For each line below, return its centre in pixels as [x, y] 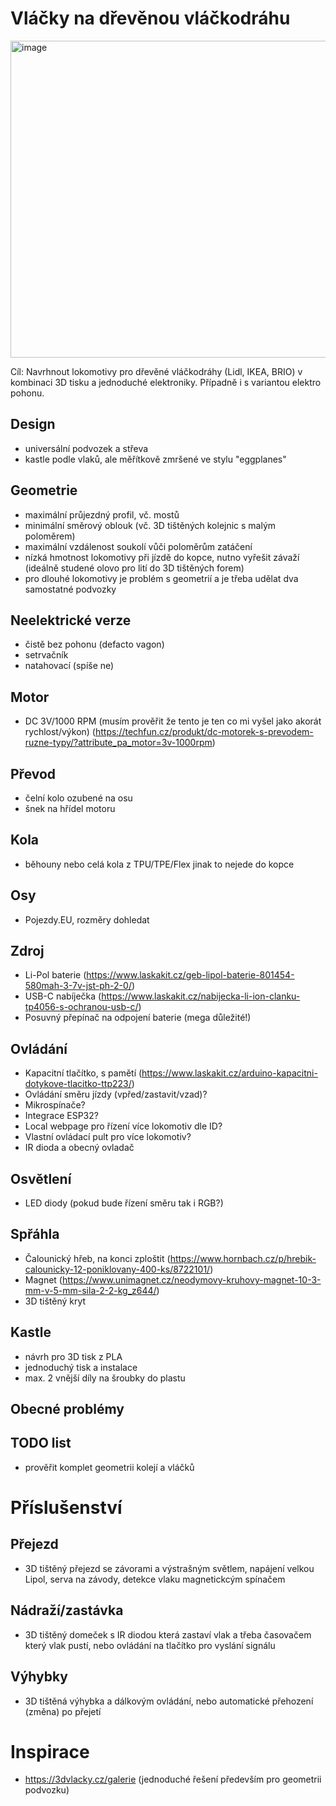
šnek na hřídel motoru [70, 808]
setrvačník [46, 655]
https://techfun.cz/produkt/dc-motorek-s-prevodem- [204, 732]
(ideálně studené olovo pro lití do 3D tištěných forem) [134, 568]
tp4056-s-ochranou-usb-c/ [81, 1007]
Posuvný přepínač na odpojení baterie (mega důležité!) [138, 1018]
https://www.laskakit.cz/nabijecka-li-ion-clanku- [201, 996]
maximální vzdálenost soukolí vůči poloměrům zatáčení [138, 546]
